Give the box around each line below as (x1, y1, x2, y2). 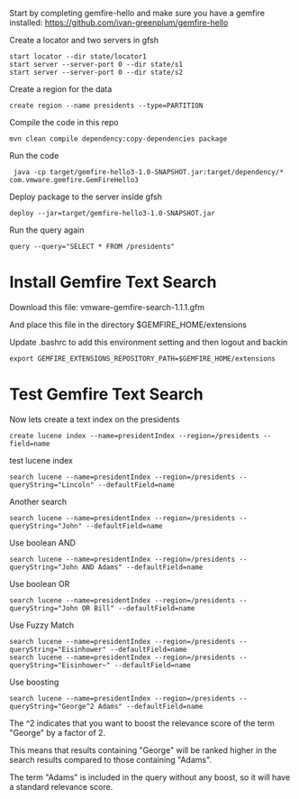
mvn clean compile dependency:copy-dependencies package (9, 134, 228, 143)
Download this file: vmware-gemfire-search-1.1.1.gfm (9, 301, 205, 312)
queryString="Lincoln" (9, 480, 95, 490)
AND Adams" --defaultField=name (81, 563, 204, 572)
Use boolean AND (9, 537, 77, 548)
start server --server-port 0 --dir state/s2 (9, 68, 183, 77)
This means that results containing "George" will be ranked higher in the (9, 744, 277, 756)
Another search (9, 496, 68, 507)
